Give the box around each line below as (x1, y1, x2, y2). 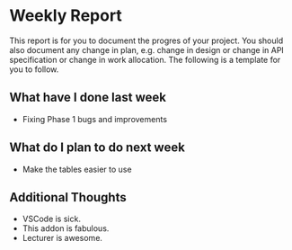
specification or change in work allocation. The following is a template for (9, 54, 281, 65)
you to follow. (9, 64, 59, 75)
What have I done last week (9, 90, 166, 105)
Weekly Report (9, 5, 123, 26)
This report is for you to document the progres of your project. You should (9, 35, 284, 46)
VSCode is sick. (22, 213, 81, 225)
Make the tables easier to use (22, 164, 132, 174)
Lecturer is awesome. (22, 233, 103, 244)
